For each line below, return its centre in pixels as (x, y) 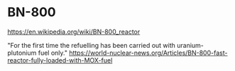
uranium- (190, 45)
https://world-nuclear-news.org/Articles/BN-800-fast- (148, 53)
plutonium (22, 53)
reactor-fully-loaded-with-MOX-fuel (60, 60)
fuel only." (53, 53)
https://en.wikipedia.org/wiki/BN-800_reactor (74, 32)
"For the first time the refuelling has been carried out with (92, 45)
